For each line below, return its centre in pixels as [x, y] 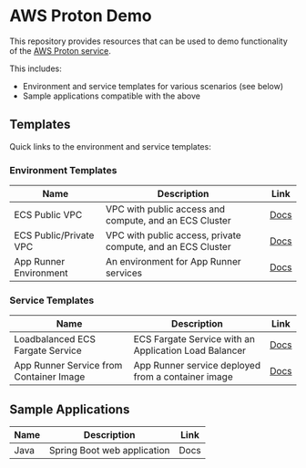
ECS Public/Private [54, 235]
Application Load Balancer [190, 350]
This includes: [36, 68]
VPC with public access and [165, 209]
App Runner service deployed [197, 366]
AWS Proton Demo [81, 16]
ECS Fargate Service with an [194, 339]
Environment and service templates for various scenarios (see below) [153, 86]
